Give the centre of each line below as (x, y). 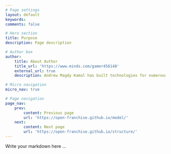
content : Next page (44, 127)
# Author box (19, 52)
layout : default (22, 15)
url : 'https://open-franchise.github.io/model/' (76, 117)
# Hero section (21, 34)
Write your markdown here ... (36, 146)
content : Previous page (49, 113)
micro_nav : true (22, 89)
